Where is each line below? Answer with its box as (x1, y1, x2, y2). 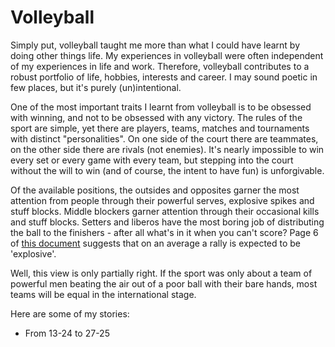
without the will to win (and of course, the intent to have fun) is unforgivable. (10, 164, 325, 176)
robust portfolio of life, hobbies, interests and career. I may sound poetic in (10, 71, 318, 83)
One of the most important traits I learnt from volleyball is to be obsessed (10, 101, 312, 113)
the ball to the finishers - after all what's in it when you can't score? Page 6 (10, 226, 319, 238)
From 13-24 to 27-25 (24, 327, 110, 339)
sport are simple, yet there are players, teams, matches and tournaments (10, 122, 310, 134)
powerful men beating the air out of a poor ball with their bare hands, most (10, 277, 318, 290)
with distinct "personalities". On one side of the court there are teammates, (10, 132, 319, 145)
